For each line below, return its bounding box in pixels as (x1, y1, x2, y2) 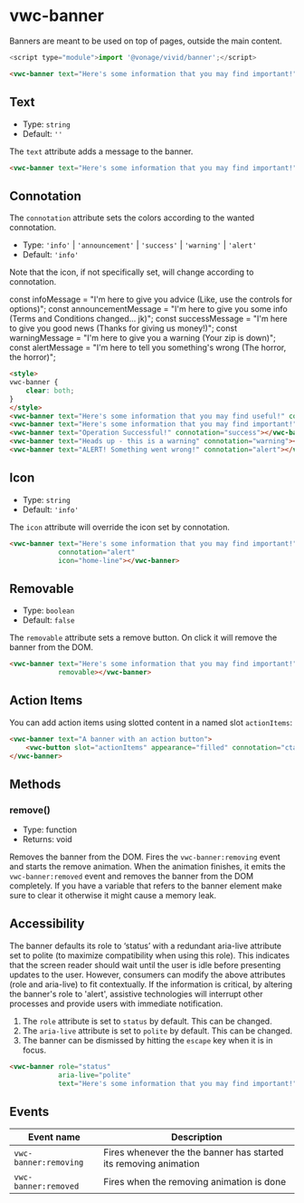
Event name (28, 1130, 81, 1143)
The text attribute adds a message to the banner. (9, 146, 194, 157)
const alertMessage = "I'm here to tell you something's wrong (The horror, (9, 342, 287, 354)
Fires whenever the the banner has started (103, 1146, 284, 1159)
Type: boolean (22, 605, 75, 616)
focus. (22, 1044, 47, 1055)
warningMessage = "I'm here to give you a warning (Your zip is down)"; (9, 333, 276, 344)
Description (170, 1130, 223, 1143)
